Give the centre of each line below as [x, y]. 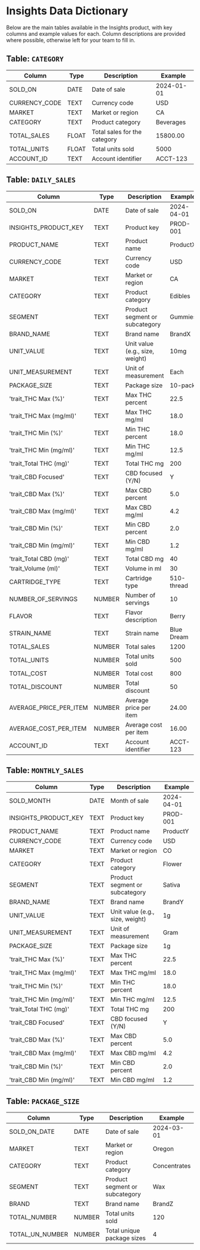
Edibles [180, 296]
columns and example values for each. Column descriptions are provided [96, 33]
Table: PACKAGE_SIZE [43, 1101]
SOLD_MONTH [30, 801]
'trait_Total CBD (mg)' [39, 559]
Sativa [171, 885]
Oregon [163, 1149]
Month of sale [130, 801]
